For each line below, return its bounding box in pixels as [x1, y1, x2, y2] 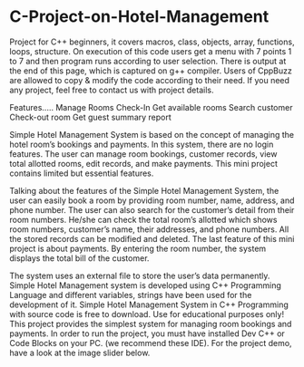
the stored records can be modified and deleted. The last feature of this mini [9, 233, 295, 244]
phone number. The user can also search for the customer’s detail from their [9, 204, 295, 215]
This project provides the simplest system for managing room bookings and [9, 318, 292, 329]
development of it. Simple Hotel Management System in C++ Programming [9, 299, 289, 310]
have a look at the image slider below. [9, 347, 151, 358]
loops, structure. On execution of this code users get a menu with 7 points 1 [9, 45, 292, 56]
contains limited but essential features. [9, 168, 154, 179]
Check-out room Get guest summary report [9, 111, 172, 122]
